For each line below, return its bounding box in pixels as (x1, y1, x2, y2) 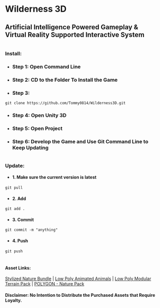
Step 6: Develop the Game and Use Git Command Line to (12, 138, 148, 145)
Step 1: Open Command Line (12, 63, 81, 70)
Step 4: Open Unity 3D (12, 111, 67, 118)
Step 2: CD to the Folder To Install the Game (12, 76, 118, 83)
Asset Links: (5, 265, 31, 271)
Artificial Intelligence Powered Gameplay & (5, 23, 138, 31)
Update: (5, 162, 25, 169)
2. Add (12, 196, 26, 201)
